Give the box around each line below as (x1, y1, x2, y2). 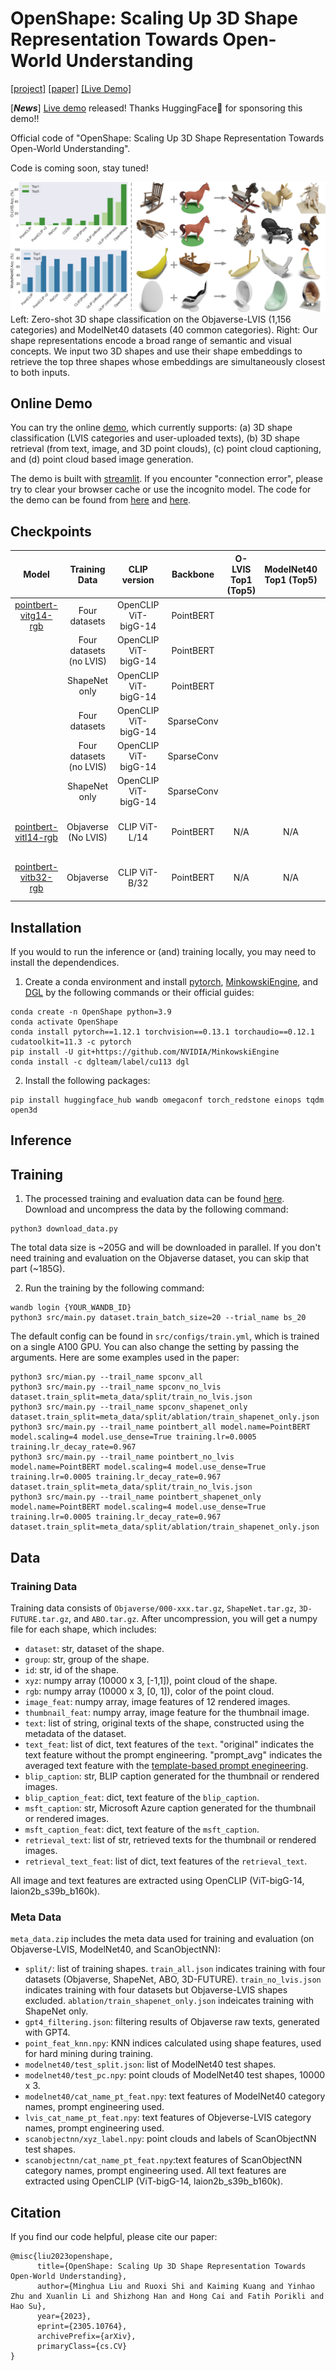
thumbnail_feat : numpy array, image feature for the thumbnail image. (24, 1706, 310, 1718)
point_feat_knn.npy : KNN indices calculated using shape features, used (24, 2037, 322, 2049)
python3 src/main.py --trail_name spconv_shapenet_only (10, 1402, 248, 1412)
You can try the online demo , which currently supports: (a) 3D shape (10, 422, 293, 434)
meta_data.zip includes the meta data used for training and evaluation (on (10, 1933, 315, 1945)
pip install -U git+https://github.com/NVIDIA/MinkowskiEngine (10, 1047, 280, 1057)
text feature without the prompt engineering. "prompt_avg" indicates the (24, 1748, 323, 1761)
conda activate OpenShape (10, 1017, 118, 1027)
